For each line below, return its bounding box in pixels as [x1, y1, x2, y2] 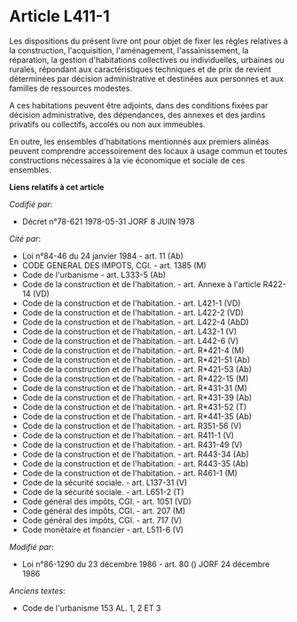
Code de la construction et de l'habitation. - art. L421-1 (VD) [21, 298, 241, 308]
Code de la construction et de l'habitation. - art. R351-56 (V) [21, 420, 242, 431]
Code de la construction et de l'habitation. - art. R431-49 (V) [21, 439, 243, 450]
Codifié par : [9, 198, 53, 210]
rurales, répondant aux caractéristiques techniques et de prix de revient [9, 64, 272, 75]
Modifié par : [9, 541, 55, 552]
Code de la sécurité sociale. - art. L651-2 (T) [21, 486, 184, 497]
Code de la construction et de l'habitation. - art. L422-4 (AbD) [21, 316, 250, 327]
